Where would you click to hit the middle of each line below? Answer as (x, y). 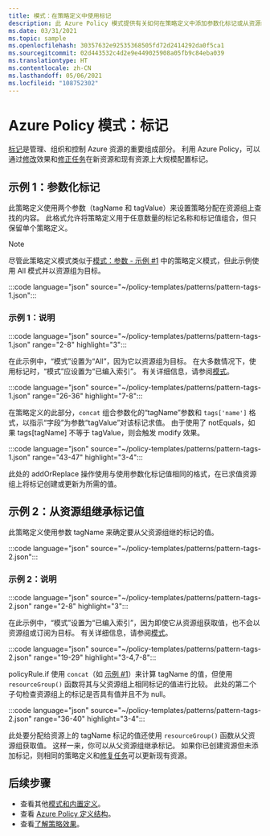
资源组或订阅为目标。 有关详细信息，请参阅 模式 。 (90, 632)
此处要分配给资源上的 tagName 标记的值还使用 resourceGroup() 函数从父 (129, 735)
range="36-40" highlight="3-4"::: (89, 719)
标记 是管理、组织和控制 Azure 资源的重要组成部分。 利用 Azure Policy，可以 (135, 149)
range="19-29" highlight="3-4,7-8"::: (95, 657)
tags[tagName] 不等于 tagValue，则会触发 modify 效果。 (111, 432)
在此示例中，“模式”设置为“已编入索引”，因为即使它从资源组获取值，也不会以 (134, 622)
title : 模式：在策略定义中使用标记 (60, 16)
